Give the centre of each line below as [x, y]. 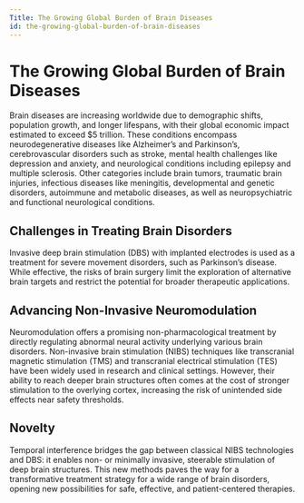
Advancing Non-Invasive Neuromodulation [133, 310]
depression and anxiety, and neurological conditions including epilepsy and [151, 163]
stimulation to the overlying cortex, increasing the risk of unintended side [146, 390]
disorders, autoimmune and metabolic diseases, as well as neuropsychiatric [151, 192]
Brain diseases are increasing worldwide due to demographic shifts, [136, 115]
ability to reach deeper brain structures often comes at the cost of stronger [150, 380]
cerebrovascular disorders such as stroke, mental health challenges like [144, 154]
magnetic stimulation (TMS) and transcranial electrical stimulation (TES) [144, 361]
